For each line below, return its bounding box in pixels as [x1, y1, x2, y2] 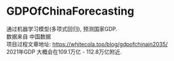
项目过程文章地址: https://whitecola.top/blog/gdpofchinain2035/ [6, 40, 168, 48]
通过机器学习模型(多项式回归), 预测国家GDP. [6, 25, 118, 32]
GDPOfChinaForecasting [6, 4, 135, 18]
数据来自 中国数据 [6, 32, 51, 40]
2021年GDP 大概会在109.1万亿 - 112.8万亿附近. [6, 48, 123, 56]
